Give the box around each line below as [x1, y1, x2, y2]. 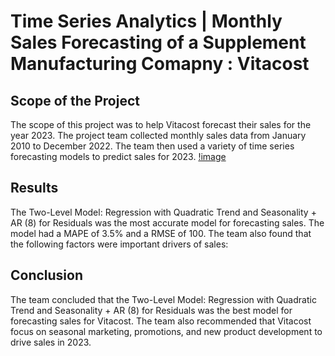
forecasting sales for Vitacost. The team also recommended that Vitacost [10, 315, 312, 327]
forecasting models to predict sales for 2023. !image [10, 151, 227, 162]
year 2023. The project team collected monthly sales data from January [10, 130, 307, 141]
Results [10, 180, 59, 197]
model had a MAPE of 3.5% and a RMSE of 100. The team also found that [10, 227, 312, 239]
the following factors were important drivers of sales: [10, 238, 229, 250]
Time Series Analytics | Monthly [10, 10, 283, 33]
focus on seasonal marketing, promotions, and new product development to [10, 325, 323, 337]
